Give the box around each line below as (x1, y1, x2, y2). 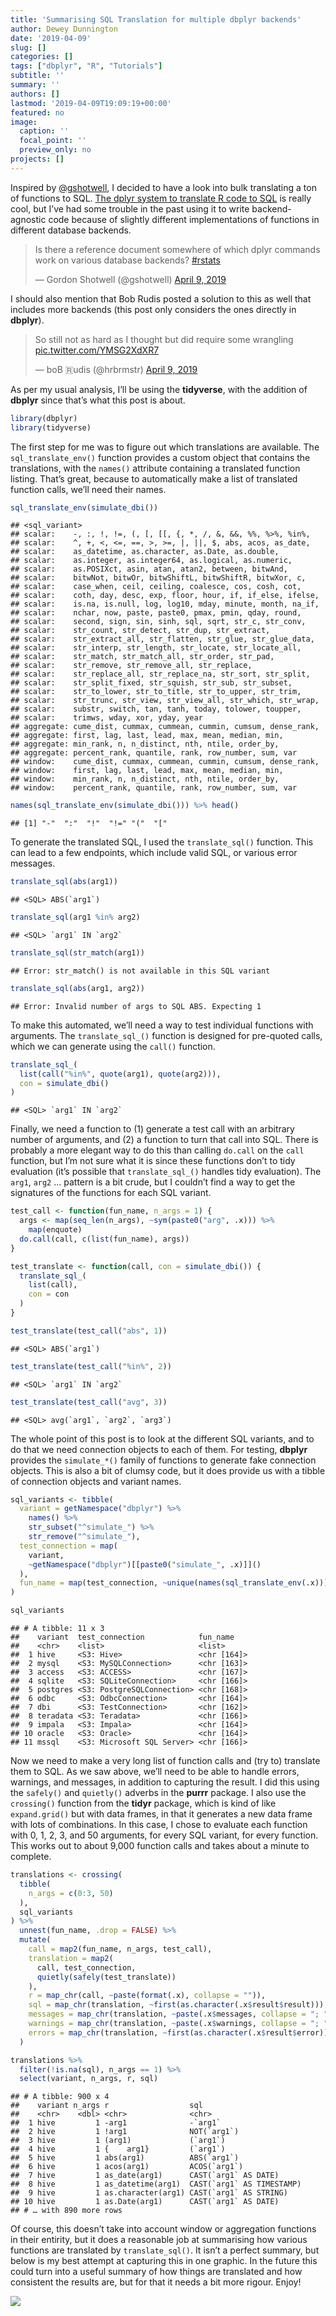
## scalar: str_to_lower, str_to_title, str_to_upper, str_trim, (10, 687, 302, 697)
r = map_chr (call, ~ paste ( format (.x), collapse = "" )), (28, 1991, 267, 2001)
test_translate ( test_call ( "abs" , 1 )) (10, 1326, 168, 1336)
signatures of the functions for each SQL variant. (10, 1187, 212, 1199)
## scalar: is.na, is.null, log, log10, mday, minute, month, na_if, (10, 599, 320, 610)
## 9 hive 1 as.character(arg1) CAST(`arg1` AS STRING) (10, 2188, 288, 2198)
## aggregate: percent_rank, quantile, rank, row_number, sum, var (10, 748, 298, 758)
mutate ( (19, 1935, 52, 1945)
